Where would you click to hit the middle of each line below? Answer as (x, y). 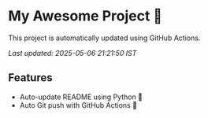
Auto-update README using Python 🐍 (81, 97)
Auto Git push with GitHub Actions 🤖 (78, 105)
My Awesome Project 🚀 (85, 16)
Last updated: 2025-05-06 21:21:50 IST (72, 53)
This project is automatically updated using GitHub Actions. (104, 38)
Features (30, 78)
